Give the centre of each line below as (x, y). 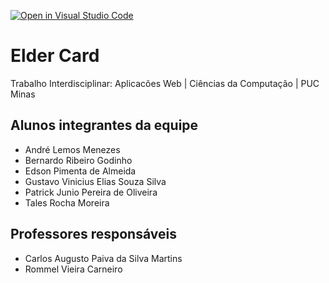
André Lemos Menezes (72, 149)
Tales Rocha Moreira (67, 202)
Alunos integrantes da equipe (104, 125)
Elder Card (55, 56)
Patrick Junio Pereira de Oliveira (91, 192)
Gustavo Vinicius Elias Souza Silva (95, 181)
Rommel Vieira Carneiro (73, 269)
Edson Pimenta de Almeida (80, 171)
